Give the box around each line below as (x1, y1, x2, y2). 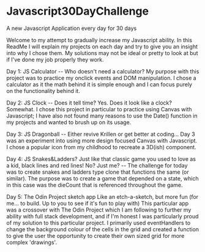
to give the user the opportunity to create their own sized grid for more (6, 232, 185, 239)
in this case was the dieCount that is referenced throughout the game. (6, 181, 183, 188)
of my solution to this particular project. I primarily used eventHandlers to (6, 219, 191, 226)
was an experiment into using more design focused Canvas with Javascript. (6, 136, 198, 144)
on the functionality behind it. (6, 87, 81, 94)
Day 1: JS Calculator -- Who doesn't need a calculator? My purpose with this (6, 67, 199, 75)
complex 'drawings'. (6, 239, 57, 246)
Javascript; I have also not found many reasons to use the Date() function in (6, 112, 198, 119)
